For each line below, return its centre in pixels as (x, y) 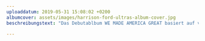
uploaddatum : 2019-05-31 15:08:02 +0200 (59, 12)
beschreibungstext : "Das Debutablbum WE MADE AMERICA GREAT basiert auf (101, 23)
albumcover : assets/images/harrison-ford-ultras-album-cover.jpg (91, 17)
